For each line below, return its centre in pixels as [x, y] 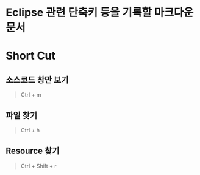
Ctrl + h [30, 130]
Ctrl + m [31, 95]
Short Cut [31, 56]
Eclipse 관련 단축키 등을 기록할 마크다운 [100, 12]
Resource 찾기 [33, 151]
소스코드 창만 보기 [37, 80]
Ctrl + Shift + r [38, 166]
